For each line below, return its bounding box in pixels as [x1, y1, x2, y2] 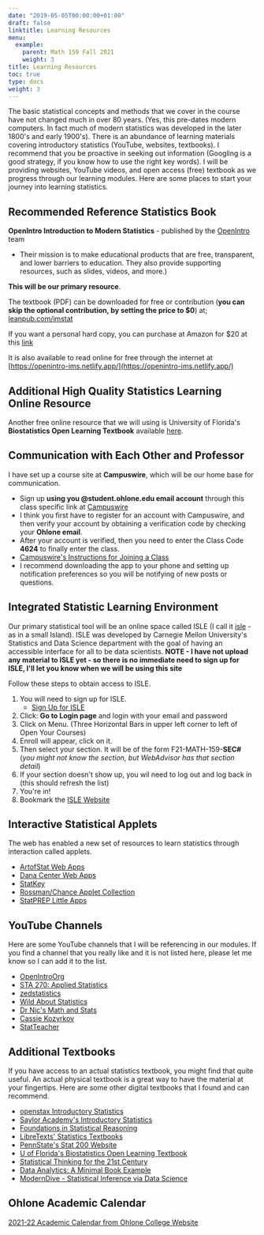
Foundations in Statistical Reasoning [19, 1124, 138, 1133]
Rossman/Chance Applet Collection [19, 887, 136, 897]
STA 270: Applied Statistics [19, 981, 108, 990]
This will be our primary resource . [8, 282, 121, 292]
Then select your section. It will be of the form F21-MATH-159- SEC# [19, 744, 242, 754]
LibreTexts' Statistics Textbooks [19, 1131, 124, 1142]
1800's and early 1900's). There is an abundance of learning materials [8, 132, 236, 141]
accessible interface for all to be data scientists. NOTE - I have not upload [8, 646, 249, 656]
